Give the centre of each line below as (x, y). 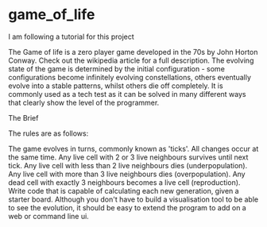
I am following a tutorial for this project (72, 37)
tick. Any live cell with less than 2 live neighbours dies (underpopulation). (128, 165)
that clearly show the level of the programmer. (84, 102)
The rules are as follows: (48, 133)
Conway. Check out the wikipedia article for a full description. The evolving (131, 60)
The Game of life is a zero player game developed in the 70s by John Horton (133, 52)
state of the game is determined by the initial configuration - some (116, 68)
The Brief (23, 117)
